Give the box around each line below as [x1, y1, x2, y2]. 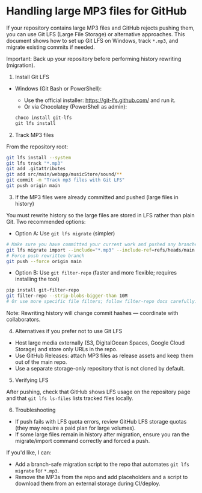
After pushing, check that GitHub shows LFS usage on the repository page [6, 388, 191, 396]
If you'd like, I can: [6, 449, 52, 456]
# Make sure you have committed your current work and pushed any [6, 241, 176, 247]
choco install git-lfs [14, 115, 72, 121]
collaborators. [6, 316, 41, 323]
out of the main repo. [14, 358, 67, 366]
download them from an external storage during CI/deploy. [14, 480, 161, 487]
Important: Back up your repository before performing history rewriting [6, 55, 182, 62]
